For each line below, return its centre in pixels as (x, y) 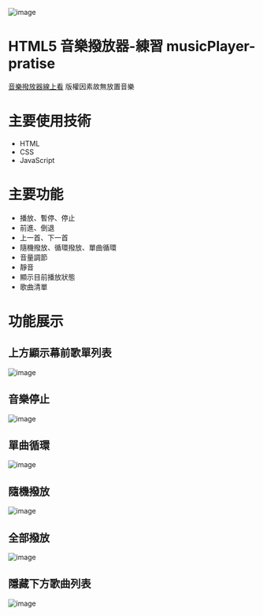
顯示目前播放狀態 (47, 276)
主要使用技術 (50, 121)
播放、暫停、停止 (47, 217)
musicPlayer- (211, 46)
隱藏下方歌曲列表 (50, 584)
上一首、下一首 (44, 237)
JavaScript (37, 160)
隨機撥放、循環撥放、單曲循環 (68, 247)
